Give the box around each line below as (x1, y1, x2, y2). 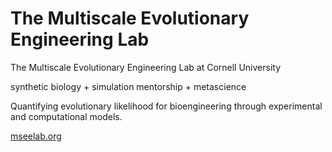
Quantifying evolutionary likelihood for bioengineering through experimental (10, 100, 323, 112)
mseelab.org (10, 130, 62, 142)
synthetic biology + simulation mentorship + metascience (10, 80, 247, 92)
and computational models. (10, 110, 123, 122)
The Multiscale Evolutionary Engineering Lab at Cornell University (10, 61, 282, 73)
